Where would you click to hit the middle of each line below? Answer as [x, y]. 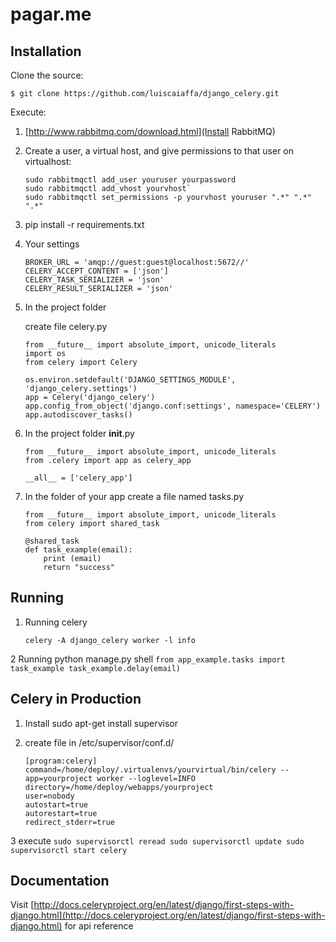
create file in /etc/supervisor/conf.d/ [99, 742]
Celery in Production [76, 699]
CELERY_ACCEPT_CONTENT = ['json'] [96, 271]
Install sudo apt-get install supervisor [101, 723]
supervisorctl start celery [69, 850]
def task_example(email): [78, 550]
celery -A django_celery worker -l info [110, 640]
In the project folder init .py [79, 433]
